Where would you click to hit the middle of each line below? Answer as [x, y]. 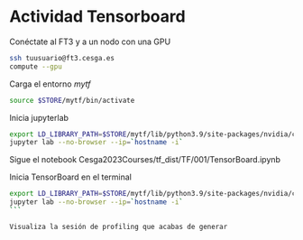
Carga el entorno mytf [50, 84]
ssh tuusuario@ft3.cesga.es [62, 58]
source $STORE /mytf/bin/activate [72, 100]
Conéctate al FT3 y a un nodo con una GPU [90, 42]
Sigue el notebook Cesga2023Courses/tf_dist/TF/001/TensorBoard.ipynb [145, 160]
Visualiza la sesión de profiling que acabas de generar [119, 226]
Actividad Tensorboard [98, 17]
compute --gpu [36, 66]
